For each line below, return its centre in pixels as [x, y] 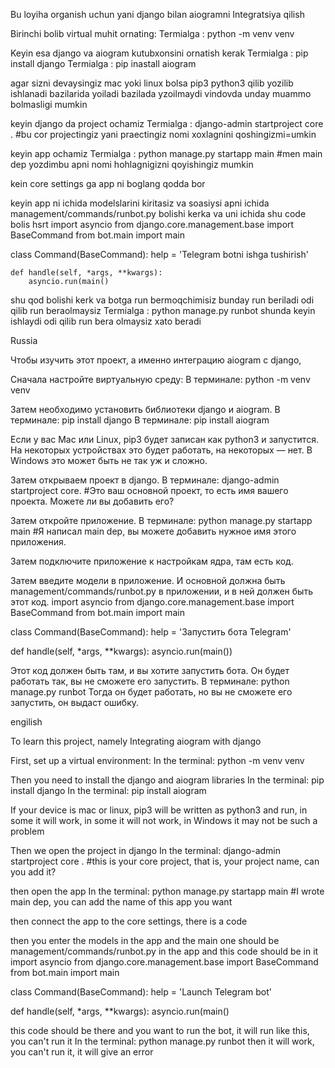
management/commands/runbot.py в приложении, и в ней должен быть [161, 591]
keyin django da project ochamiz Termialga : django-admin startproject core [167, 123]
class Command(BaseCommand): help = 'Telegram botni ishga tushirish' [159, 254]
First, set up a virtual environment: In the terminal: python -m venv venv [157, 760]
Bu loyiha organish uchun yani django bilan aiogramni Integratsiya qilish [157, 14]
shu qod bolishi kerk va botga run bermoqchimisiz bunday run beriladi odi [162, 300]
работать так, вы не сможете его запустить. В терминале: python [150, 681]
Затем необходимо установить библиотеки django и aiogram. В [145, 409]
